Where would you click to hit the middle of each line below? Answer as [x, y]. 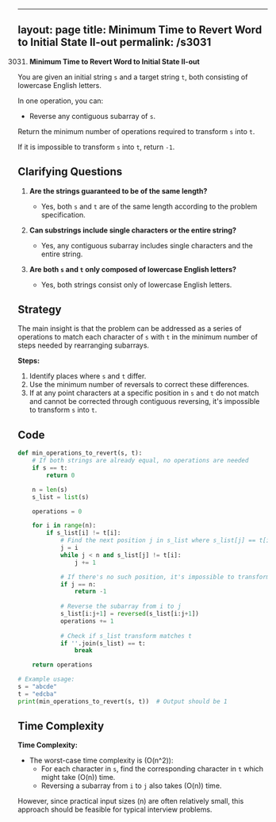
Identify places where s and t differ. [88, 376]
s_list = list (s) [61, 497]
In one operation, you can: [61, 101]
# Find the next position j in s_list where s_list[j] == [158, 540]
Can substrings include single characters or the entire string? [133, 230]
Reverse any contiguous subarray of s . [92, 116]
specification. [63, 214]
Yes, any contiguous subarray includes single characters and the [147, 245]
